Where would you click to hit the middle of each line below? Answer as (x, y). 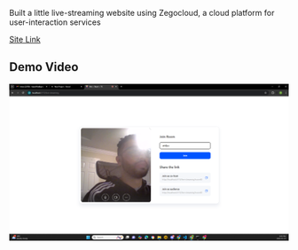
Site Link (25, 39)
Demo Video (44, 67)
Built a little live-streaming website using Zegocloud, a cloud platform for (142, 13)
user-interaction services (55, 22)
